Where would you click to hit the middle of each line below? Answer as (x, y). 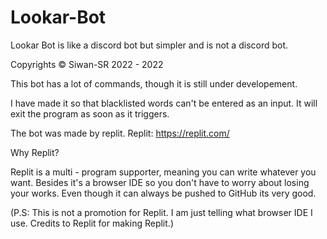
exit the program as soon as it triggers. (90, 113)
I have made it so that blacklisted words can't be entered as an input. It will (164, 103)
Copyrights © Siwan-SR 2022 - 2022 (87, 64)
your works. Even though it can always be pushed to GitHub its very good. (163, 193)
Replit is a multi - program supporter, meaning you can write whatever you (163, 172)
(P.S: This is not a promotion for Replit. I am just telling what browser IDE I (161, 212)
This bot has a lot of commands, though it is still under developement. (154, 83)
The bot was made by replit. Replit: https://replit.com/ (120, 133)
